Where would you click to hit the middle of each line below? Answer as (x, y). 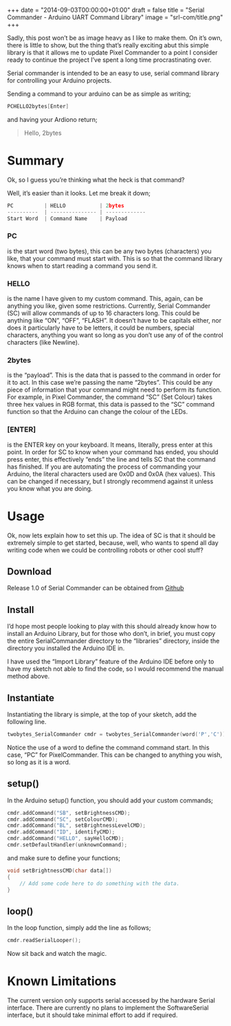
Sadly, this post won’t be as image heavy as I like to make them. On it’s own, (114, 38)
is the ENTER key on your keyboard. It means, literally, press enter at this (110, 445)
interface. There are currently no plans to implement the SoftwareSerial (108, 1008)
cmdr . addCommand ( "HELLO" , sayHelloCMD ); (66, 839)
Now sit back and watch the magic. (57, 954)
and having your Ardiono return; (52, 119)
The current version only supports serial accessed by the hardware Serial (111, 1001)
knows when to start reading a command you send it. (82, 266)
